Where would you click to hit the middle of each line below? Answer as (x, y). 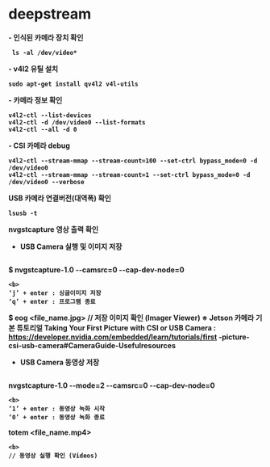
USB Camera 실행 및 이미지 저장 (71, 246)
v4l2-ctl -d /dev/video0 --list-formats (77, 122)
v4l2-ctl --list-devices (50, 115)
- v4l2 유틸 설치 (33, 69)
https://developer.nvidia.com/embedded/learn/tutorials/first (113, 337)
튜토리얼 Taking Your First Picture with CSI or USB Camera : (116, 327)
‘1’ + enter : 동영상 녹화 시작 (57, 409)
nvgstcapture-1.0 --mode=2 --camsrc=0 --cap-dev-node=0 (112, 385)
